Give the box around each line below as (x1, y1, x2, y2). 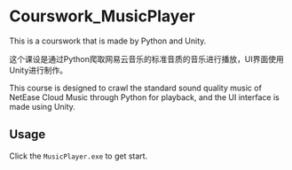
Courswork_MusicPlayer (9, 6, 195, 27)
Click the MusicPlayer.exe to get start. (9, 151, 148, 161)
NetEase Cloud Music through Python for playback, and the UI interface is (9, 91, 280, 103)
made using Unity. (9, 101, 75, 112)
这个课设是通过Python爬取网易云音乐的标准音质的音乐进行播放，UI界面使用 (9, 53, 284, 64)
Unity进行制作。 (9, 65, 68, 75)
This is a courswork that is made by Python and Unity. (9, 35, 207, 46)
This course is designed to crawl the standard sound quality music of (9, 82, 262, 93)
